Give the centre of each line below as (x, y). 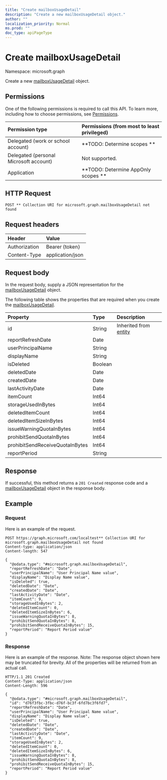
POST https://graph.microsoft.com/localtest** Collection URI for (75, 538)
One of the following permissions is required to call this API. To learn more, (82, 109)
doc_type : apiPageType (29, 33)
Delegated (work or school (39, 141)
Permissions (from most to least (121, 126)
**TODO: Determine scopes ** (119, 144)
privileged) (95, 132)
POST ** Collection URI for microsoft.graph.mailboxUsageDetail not (78, 205)
